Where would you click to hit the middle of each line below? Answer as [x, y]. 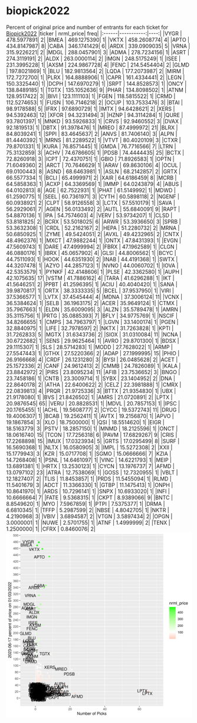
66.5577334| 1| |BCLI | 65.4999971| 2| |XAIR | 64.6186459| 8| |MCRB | [91, 178]
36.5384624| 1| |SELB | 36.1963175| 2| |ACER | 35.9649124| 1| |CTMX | [92, 303]
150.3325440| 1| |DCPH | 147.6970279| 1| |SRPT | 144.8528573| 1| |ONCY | [96, 83]
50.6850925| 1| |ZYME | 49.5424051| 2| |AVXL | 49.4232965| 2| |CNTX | [94, 234]
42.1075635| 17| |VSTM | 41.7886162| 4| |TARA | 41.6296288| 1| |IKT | [91, 278]
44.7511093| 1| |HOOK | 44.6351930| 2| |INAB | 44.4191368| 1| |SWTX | [92, 259]
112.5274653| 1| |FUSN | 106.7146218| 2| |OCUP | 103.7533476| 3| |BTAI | [94, 102]
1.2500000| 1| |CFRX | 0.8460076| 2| [51, 529]
